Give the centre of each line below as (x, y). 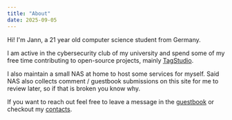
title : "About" (29, 13)
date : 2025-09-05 (32, 20)
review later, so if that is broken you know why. (74, 88)
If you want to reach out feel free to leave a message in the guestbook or (111, 101)
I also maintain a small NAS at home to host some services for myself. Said (113, 74)
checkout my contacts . (40, 109)
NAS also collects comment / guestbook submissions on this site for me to (113, 81)
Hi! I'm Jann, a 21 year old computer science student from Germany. (104, 39)
